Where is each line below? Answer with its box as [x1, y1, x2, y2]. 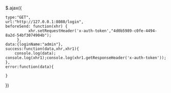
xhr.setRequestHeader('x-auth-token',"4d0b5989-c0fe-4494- [28, 28, 158, 33]
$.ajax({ [5, 5, 22, 11]
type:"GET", [5, 15, 31, 20]
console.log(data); [14, 51, 56, 56]
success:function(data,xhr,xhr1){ [5, 46, 80, 51]
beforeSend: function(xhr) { [5, 24, 68, 29]
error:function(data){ [5, 64, 54, 69]
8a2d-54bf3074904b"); [5, 33, 52, 38]
